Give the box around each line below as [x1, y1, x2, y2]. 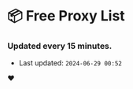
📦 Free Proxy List [7, 7, 125, 25]
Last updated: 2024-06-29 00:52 [18, 58, 123, 68]
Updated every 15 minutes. [7, 41, 113, 52]
